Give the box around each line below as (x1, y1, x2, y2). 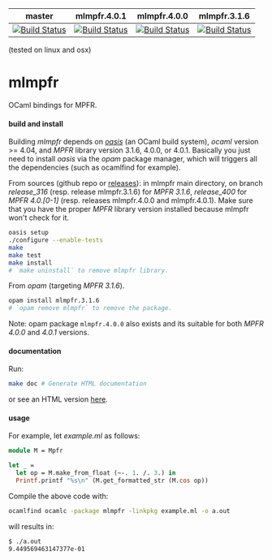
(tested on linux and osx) (8, 45, 92, 54)
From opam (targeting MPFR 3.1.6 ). (8, 281, 125, 291)
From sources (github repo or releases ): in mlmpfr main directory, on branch (8, 179, 263, 188)
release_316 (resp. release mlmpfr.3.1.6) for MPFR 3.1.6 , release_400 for (8, 187, 248, 197)
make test (8, 251, 42, 259)
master (25, 11, 54, 21)
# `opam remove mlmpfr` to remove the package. (8, 304, 173, 312)
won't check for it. (8, 213, 70, 222)
